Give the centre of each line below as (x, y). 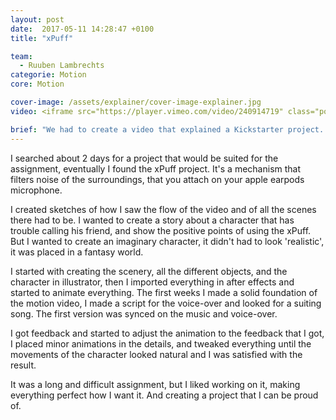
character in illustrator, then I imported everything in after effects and (152, 282)
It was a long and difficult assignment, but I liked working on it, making (155, 384)
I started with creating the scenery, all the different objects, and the (149, 271)
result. (23, 365)
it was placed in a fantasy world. (77, 252)
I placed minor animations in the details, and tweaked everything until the (161, 343)
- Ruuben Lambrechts (62, 66)
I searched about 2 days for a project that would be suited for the (144, 158)
